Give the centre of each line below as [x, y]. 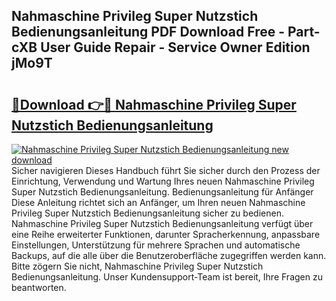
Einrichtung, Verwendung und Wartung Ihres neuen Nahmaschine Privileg [163, 181]
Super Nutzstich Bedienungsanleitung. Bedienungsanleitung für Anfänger [162, 192]
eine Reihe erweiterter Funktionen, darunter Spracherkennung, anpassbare [166, 234]
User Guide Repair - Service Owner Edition [175, 47]
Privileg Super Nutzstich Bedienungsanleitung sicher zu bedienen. [147, 213]
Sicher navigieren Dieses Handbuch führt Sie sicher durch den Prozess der [166, 170]
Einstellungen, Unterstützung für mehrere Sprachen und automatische [156, 245]
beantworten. [39, 287]
